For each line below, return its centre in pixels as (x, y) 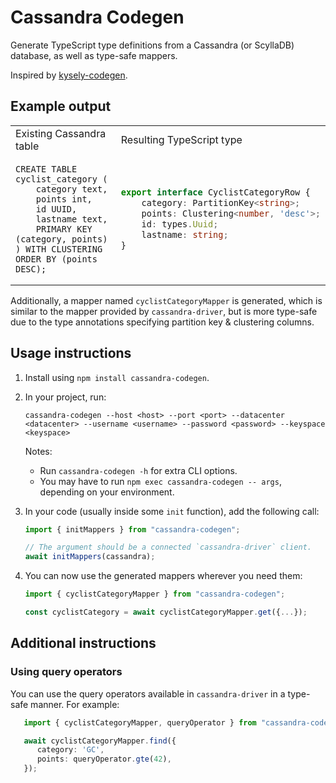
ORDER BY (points (56, 259)
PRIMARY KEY (64, 229)
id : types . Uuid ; (180, 224)
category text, (71, 189)
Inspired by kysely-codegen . (69, 75)
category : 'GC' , (70, 750)
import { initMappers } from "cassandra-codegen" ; (132, 529)
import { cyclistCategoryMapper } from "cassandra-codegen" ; (155, 594)
